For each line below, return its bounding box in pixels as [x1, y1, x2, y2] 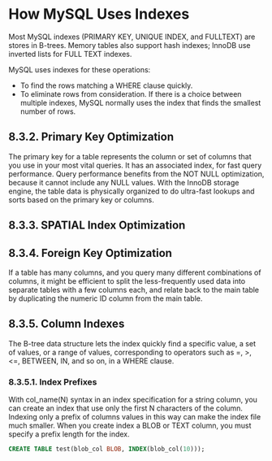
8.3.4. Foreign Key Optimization [8, 246, 173, 260]
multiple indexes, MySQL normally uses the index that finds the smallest [19, 98, 261, 107]
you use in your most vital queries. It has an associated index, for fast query [8, 160, 262, 170]
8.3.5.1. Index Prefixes [8, 376, 97, 387]
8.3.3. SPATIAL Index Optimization [8, 219, 186, 233]
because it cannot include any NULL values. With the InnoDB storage [8, 177, 240, 187]
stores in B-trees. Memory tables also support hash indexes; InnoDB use [8, 40, 251, 50]
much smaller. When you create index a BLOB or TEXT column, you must [8, 420, 252, 431]
